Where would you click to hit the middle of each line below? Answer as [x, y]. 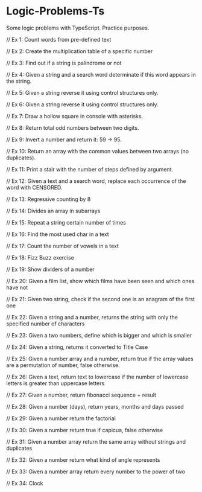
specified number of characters [46, 324]
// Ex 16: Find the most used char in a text [58, 234]
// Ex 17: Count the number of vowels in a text [63, 246]
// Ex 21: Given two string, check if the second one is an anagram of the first [100, 299]
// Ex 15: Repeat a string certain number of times [66, 222]
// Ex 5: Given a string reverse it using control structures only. [82, 92]
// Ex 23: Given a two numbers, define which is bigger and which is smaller [99, 335]
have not [17, 287]
